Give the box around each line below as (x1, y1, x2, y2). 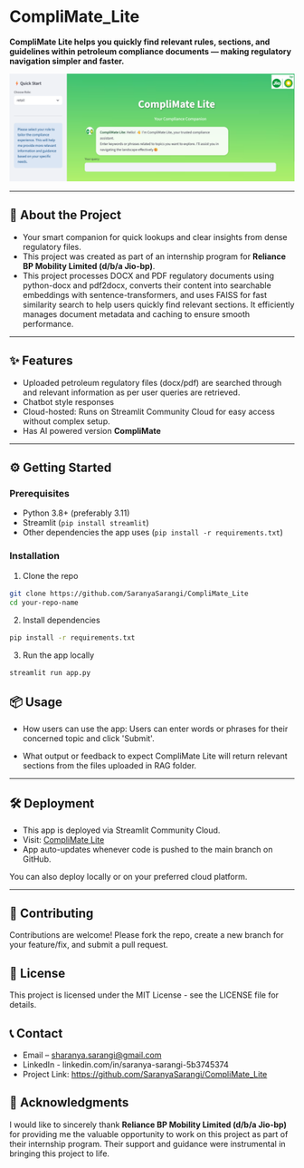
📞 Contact (9, 1026, 63, 1041)
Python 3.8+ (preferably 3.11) (22, 507, 130, 518)
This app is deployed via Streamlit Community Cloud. (22, 825, 221, 835)
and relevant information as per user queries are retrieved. (22, 387, 241, 398)
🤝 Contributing (9, 906, 94, 922)
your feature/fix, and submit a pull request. (9, 940, 169, 951)
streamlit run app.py (9, 669, 91, 678)
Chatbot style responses (22, 396, 115, 407)
